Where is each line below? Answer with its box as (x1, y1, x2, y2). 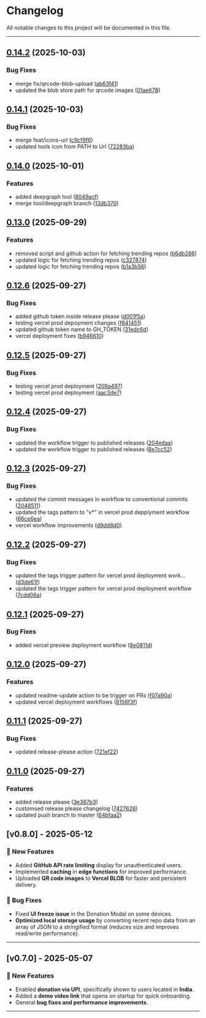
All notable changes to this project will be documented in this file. (6, 24, 172, 31)
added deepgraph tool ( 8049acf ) (15, 193, 99, 200)
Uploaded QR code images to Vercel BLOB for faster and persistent (15, 874, 187, 882)
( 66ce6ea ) (15, 515, 42, 522)
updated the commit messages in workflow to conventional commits (15, 496, 188, 503)
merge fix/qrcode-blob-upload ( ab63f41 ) (15, 80, 118, 87)
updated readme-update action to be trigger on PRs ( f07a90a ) (15, 691, 173, 699)
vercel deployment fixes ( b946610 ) (15, 332, 104, 340)
